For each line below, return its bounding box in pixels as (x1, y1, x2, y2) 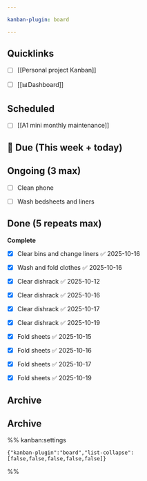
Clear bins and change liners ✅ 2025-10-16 (17, 249, 140, 257)
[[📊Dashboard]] (17, 80, 64, 88)
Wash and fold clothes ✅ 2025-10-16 (17, 263, 122, 271)
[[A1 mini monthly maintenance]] (17, 121, 110, 130)
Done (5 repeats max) (7, 218, 102, 230)
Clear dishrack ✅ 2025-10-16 (17, 291, 100, 299)
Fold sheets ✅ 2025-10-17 (17, 360, 92, 369)
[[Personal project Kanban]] (17, 66, 97, 75)
